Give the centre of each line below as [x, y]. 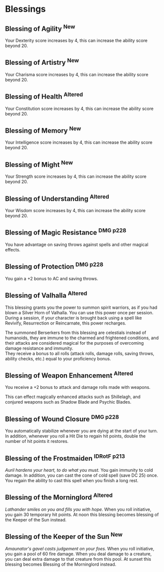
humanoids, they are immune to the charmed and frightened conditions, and [82, 338]
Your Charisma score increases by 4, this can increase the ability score [77, 74]
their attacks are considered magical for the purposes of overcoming [74, 343]
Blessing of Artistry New [42, 62]
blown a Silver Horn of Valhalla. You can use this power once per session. [79, 312]
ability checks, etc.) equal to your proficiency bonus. [58, 358]
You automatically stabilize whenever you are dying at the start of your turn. [82, 431]
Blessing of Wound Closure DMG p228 [62, 418]
